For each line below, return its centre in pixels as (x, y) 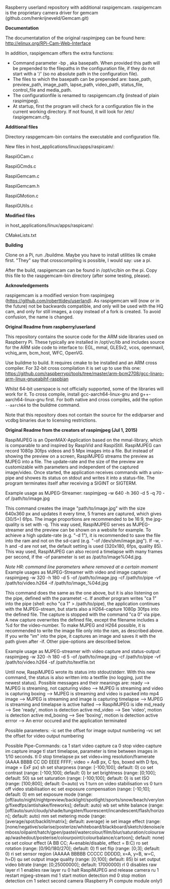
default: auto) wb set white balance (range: (118, 805)
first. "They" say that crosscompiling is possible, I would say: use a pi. (78, 260)
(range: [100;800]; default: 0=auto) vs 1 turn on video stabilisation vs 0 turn (84, 783)
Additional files (22, 127)
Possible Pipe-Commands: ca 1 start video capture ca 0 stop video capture (83, 746)
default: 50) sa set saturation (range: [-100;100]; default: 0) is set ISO (77, 778)
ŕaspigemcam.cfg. (31, 117)
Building (14, 245)
